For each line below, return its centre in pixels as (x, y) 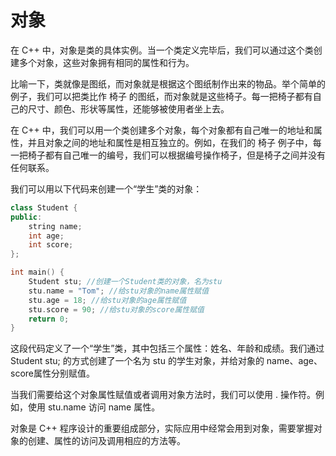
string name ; (55, 226)
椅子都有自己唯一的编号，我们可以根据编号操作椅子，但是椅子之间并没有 (176, 155)
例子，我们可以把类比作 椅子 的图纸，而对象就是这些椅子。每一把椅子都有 (161, 96)
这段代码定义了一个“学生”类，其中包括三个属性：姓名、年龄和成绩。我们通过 (167, 348)
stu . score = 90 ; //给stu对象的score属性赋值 (116, 309)
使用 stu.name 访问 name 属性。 (94, 407)
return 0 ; (49, 319)
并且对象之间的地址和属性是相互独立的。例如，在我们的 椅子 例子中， (170, 142)
